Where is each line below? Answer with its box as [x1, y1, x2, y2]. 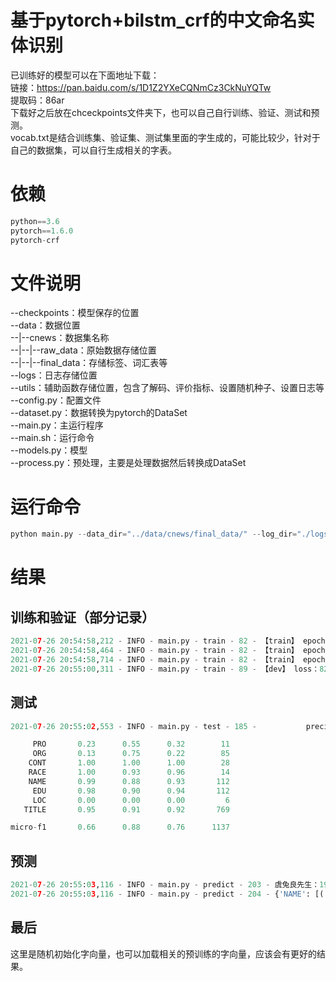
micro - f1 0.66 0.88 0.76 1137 [10, 822, 230, 833]
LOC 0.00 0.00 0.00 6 [32, 795, 230, 805]
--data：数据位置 [10, 319, 81, 331]
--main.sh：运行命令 [10, 432, 95, 444]
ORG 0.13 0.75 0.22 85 [32, 749, 230, 759]
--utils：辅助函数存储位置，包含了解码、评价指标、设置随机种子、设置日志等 [10, 382, 325, 394]
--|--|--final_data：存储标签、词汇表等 [10, 357, 168, 369]
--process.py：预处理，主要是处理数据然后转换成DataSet [10, 457, 247, 469]
